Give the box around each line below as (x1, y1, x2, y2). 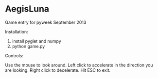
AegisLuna (5, 3, 50, 15)
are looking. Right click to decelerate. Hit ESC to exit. (5, 67, 111, 73)
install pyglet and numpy (12, 38, 62, 44)
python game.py (12, 43, 45, 49)
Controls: (5, 52, 23, 59)
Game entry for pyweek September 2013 (5, 19, 87, 25)
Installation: (5, 29, 28, 34)
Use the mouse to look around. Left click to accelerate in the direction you (5, 62, 153, 68)
